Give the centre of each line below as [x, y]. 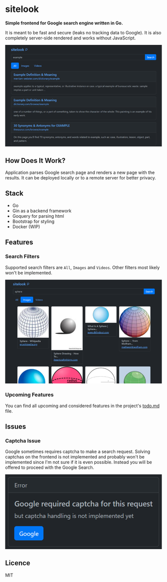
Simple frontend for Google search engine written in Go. [64, 23]
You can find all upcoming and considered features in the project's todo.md [83, 406]
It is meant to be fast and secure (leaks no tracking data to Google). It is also [83, 32]
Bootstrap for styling [33, 221]
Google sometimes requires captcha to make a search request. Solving [78, 451]
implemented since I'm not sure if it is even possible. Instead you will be [79, 462]
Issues [16, 427]
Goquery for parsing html [38, 216]
